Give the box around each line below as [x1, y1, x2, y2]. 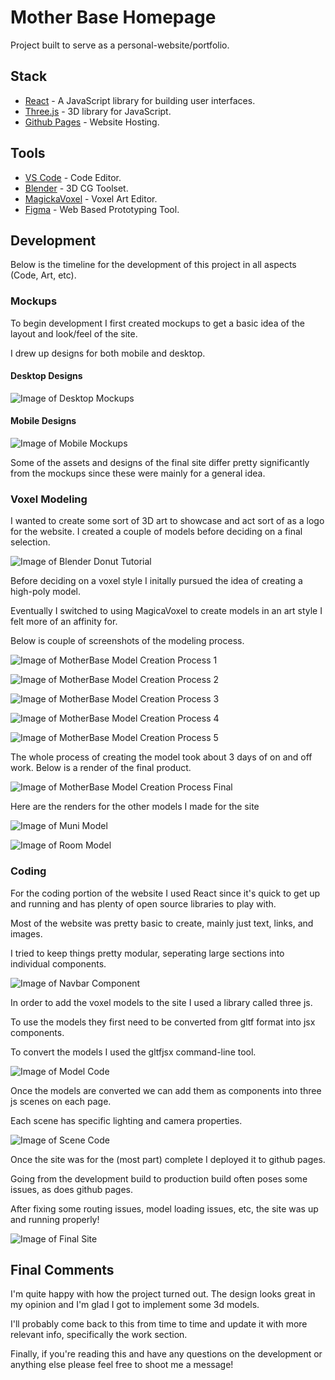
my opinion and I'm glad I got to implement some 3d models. [10, 1299, 260, 1311]
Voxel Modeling [10, 492, 88, 506]
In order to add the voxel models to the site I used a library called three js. [10, 996, 313, 1008]
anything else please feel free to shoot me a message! [10, 1359, 234, 1371]
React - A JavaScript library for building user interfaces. [24, 94, 256, 106]
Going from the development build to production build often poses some [10, 1172, 308, 1185]
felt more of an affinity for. [10, 616, 118, 628]
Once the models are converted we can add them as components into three [10, 1084, 322, 1096]
